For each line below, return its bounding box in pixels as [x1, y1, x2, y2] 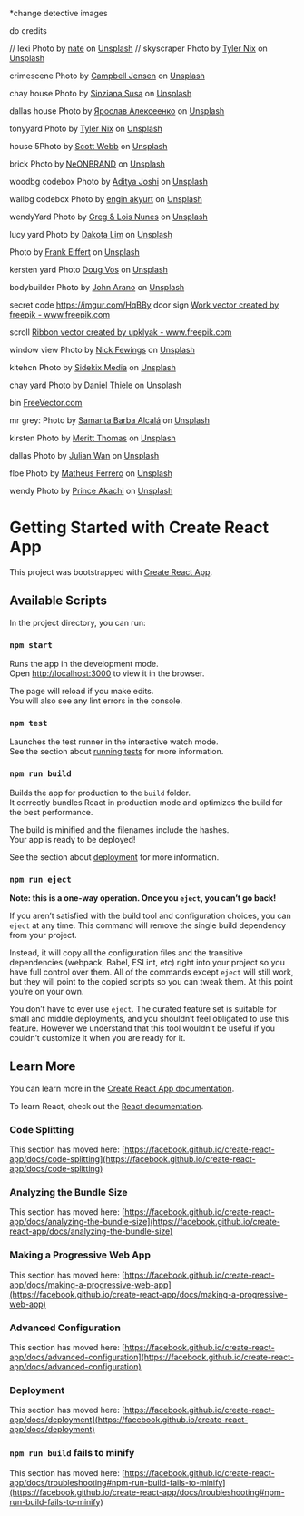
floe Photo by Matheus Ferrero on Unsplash [9, 468, 172, 479]
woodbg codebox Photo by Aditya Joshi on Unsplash [9, 177, 209, 187]
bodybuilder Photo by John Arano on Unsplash [9, 282, 185, 292]
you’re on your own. [9, 985, 84, 996]
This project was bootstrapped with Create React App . [9, 566, 213, 577]
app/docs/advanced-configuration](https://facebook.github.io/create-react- [9, 1351, 295, 1362]
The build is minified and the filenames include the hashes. [9, 824, 230, 835]
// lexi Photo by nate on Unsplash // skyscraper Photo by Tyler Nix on [9, 43, 268, 54]
